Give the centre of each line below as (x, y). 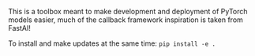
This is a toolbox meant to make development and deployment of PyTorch (128, 11)
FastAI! (20, 28)
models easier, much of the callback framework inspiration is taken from (126, 20)
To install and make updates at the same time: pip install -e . (112, 43)
